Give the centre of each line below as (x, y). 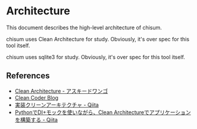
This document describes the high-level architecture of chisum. (84, 27)
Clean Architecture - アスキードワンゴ (61, 91)
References (28, 76)
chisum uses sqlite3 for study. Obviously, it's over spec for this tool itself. (96, 57)
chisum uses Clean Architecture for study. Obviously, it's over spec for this (98, 39)
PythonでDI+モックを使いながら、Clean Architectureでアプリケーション (103, 112)
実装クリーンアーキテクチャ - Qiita (57, 105)
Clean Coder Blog (36, 97)
